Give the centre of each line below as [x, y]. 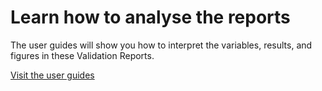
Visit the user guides [52, 75]
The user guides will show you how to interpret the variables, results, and [161, 45]
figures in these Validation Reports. [82, 55]
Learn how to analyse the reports [150, 17]
